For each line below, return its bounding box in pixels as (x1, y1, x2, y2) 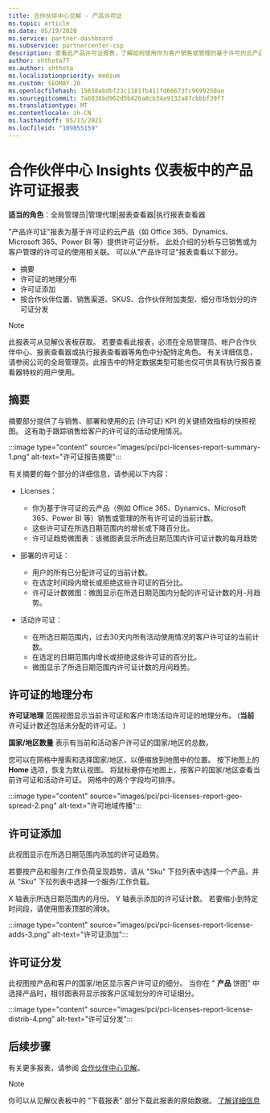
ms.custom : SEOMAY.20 (8, 79, 81, 87)
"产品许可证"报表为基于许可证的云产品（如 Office (8, 226, 171, 236)
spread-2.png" (8, 801, 58, 810)
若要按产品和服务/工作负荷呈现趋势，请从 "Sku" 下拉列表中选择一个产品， (8, 867, 252, 876)
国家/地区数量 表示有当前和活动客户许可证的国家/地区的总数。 (8, 738, 213, 747)
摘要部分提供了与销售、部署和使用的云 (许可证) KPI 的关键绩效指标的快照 (8, 416, 249, 425)
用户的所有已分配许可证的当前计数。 (31, 567, 153, 577)
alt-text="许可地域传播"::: (59, 801, 142, 810)
